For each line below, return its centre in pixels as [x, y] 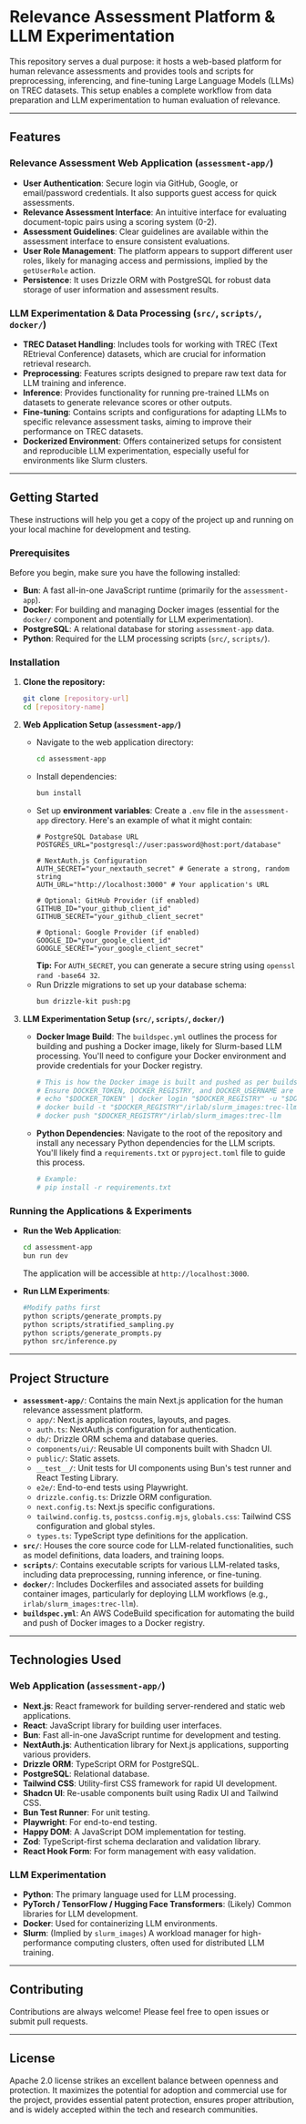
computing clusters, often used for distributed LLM [169, 1943]
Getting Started [54, 498]
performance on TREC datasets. [83, 431]
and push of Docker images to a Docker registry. [113, 1623]
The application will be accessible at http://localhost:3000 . [136, 1273]
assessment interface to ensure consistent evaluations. [126, 241]
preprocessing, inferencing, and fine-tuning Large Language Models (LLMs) [152, 80]
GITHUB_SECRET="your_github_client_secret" [120, 916]
